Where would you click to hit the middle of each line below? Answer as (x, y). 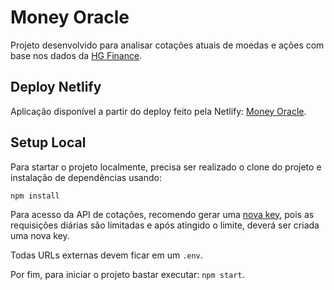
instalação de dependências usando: (86, 177)
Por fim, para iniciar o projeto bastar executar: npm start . (127, 274)
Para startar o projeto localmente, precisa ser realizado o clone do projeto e (166, 167)
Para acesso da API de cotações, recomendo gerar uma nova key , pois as (162, 214)
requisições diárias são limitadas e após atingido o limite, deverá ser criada (165, 225)
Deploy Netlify (56, 87)
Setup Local (48, 142)
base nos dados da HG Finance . (76, 55)
